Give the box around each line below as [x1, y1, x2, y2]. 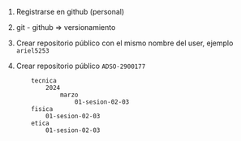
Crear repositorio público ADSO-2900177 [15, 61, 146, 70]
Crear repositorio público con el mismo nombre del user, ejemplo [15, 38, 234, 48]
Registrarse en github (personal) [15, 7, 125, 16]
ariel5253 [15, 47, 50, 55]
